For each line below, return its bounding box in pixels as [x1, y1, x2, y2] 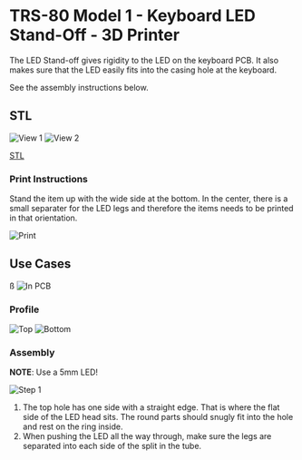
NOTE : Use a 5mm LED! [9, 367, 98, 377]
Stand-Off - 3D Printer [9, 24, 180, 45]
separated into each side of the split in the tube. [22, 441, 202, 452]
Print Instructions [9, 172, 89, 185]
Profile [9, 303, 40, 316]
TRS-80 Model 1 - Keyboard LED [9, 5, 257, 26]
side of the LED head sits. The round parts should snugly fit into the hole [22, 412, 294, 423]
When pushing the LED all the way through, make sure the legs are [22, 431, 272, 442]
